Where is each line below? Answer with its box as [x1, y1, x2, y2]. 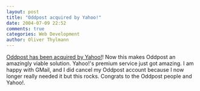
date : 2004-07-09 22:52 [6, 20, 67, 26]
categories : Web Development [6, 31, 80, 37]
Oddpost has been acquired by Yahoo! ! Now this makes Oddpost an [6, 54, 176, 60]
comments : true [6, 25, 45, 32]
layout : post [6, 8, 39, 15]
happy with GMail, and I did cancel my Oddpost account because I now [6, 66, 184, 73]
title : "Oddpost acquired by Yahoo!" [6, 14, 102, 20]
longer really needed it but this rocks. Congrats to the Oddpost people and [6, 73, 192, 80]
